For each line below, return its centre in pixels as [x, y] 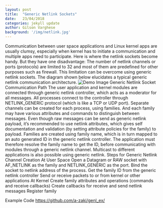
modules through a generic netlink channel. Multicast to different [70, 150]
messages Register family [31, 191]
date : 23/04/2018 [25, 19]
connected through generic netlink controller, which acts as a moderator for [81, 93]
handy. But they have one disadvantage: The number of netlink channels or [80, 62]
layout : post [18, 9]
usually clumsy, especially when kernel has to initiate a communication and [80, 51]
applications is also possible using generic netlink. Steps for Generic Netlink [81, 155]
